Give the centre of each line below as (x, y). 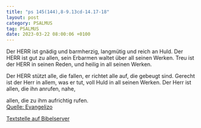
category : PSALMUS (29, 23)
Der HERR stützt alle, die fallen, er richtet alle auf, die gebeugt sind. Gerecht (101, 76)
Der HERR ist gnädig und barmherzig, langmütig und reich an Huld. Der (95, 51)
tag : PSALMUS (23, 29)
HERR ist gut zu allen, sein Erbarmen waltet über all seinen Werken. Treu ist (100, 58)
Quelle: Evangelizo (29, 107)
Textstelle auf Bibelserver (38, 119)
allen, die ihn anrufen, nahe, (41, 89)
